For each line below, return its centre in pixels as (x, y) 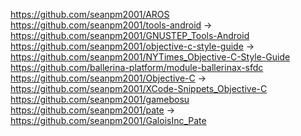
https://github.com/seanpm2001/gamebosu (100, 99)
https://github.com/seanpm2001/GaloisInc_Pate (108, 120)
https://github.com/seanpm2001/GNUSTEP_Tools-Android (130, 35)
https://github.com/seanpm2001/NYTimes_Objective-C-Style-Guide (150, 57)
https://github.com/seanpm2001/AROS (90, 14)
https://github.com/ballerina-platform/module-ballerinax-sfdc (137, 67)
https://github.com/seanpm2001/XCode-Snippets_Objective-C (139, 88)
